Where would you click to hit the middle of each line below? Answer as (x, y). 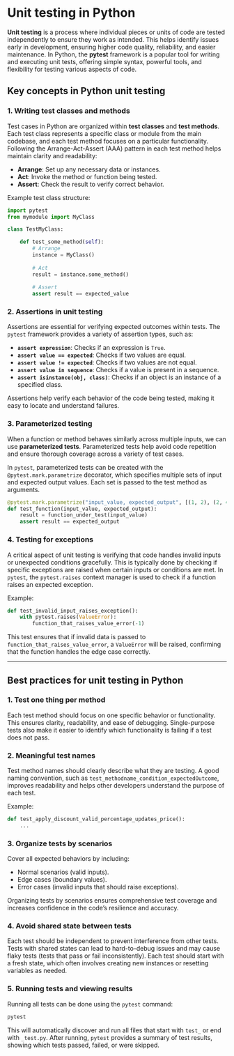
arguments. (24, 489)
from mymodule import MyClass (51, 217)
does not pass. (29, 737)
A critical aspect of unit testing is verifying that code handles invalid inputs (114, 555)
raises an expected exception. (50, 584)
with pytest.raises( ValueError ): (68, 617)
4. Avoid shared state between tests (70, 926)
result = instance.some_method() (81, 274)
